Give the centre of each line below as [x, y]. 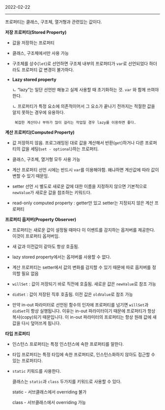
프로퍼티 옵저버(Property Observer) [41, 219]
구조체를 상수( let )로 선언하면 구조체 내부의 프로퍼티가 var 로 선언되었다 [80, 64]
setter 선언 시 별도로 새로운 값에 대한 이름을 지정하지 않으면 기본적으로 [80, 186]
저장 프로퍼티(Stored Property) [36, 32]
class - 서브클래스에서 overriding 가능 [49, 402]
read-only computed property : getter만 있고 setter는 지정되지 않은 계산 [83, 203]
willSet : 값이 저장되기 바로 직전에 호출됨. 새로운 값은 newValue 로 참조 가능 [84, 284]
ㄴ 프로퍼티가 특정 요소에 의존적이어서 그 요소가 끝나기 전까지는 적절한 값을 [84, 106]
